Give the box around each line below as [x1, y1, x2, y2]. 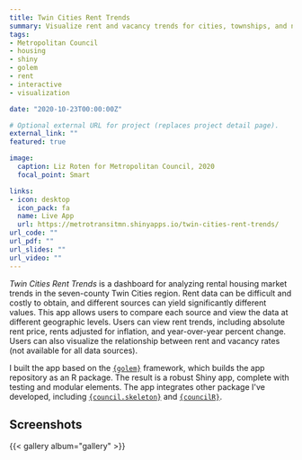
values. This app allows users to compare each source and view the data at [9, 306, 289, 317]
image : [9, 154, 34, 163]
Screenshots [9, 417, 83, 432]
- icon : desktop [9, 195, 70, 204]
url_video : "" [9, 253, 63, 262]
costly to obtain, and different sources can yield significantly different [9, 297, 267, 308]
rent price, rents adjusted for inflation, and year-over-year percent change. [9, 325, 286, 337]
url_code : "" [9, 228, 58, 238]
